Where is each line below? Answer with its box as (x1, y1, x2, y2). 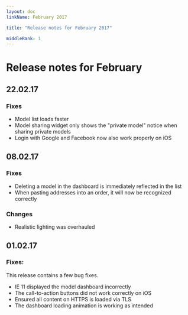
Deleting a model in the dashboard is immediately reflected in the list (14, 183, 182, 190)
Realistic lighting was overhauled (14, 223, 95, 230)
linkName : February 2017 (6, 14, 67, 20)
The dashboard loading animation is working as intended (14, 302, 154, 309)
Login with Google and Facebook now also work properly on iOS (14, 134, 172, 142)
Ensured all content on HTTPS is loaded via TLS (14, 295, 132, 303)
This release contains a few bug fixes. (6, 271, 99, 278)
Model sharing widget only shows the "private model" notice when (14, 122, 177, 129)
